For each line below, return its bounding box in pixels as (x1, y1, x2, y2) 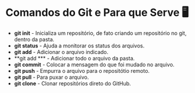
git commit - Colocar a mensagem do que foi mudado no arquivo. (14, 61, 175, 68)
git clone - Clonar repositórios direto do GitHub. (14, 79, 131, 87)
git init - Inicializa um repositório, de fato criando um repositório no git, (14, 29, 187, 37)
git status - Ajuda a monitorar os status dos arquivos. (14, 42, 145, 49)
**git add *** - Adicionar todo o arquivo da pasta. (14, 54, 135, 62)
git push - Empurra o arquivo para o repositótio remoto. (14, 67, 150, 74)
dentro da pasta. (14, 36, 54, 43)
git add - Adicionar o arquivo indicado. (14, 48, 109, 55)
